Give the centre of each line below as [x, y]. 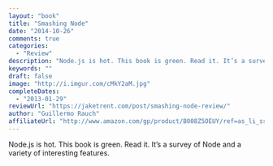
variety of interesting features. [59, 153]
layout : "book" [34, 16]
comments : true [34, 38]
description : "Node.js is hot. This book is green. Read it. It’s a [127, 62]
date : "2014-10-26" [41, 31]
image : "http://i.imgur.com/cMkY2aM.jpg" [80, 83]
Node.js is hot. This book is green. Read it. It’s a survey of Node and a [125, 144]
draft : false [30, 76]
